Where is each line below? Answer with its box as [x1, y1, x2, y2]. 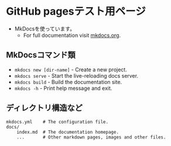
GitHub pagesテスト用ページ [6, 5, 146, 18]
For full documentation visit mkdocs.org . [23, 32, 121, 39]
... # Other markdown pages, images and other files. [16, 134, 166, 140]
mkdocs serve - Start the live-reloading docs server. [14, 72, 139, 79]
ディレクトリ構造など [6, 103, 83, 113]
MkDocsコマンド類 [6, 50, 76, 60]
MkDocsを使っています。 [14, 25, 75, 32]
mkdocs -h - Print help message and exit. [14, 85, 112, 92]
